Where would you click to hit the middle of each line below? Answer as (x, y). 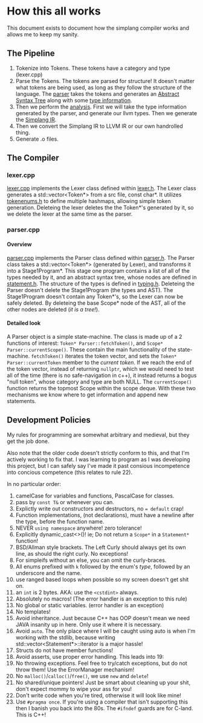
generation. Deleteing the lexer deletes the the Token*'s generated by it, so (100, 208)
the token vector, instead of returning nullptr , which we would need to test (101, 368)
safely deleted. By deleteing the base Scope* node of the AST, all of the (96, 303)
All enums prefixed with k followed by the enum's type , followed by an (103, 566)
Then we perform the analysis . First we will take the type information (101, 107)
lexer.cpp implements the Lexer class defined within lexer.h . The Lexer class (101, 188)
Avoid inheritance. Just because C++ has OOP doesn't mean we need (102, 618)
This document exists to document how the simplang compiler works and (98, 28)
